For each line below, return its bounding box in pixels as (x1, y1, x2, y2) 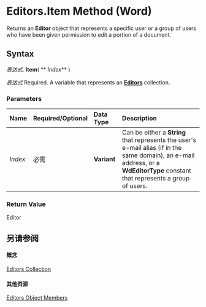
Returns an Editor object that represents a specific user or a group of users (6, 24, 197, 32)
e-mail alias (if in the (121, 144, 182, 152)
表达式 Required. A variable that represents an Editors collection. (6, 78, 170, 86)
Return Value (6, 200, 46, 209)
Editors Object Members (6, 294, 68, 301)
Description (121, 114, 158, 123)
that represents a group (121, 174, 190, 183)
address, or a (121, 159, 160, 168)
